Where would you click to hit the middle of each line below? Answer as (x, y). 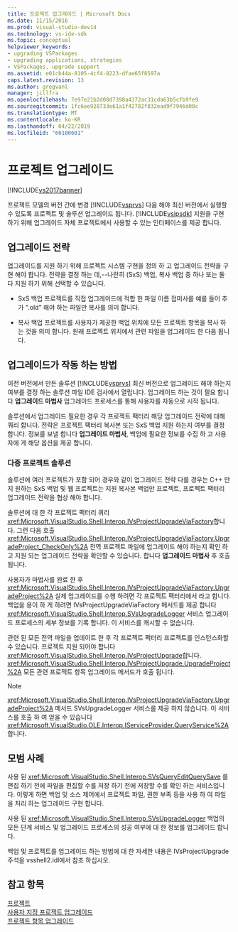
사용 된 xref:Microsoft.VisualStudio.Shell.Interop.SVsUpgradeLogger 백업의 (116, 818)
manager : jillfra (33, 93)
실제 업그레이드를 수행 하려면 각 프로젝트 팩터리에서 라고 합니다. (143, 596)
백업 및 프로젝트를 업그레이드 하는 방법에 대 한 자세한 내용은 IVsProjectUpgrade (118, 851)
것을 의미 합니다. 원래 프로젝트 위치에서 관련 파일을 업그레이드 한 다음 (121, 332)
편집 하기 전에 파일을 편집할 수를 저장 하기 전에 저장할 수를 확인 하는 (101, 786)
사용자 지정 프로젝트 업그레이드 (50, 912)
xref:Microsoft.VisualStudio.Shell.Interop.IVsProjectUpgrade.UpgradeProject (119, 663)
